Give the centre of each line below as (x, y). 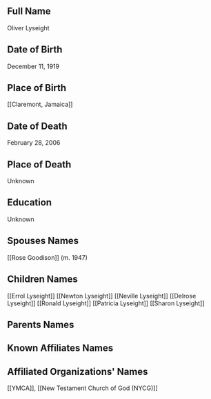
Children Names (42, 279)
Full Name (29, 11)
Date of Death (37, 126)
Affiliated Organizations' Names (78, 371)
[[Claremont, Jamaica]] (40, 104)
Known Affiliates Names (60, 348)
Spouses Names (43, 241)
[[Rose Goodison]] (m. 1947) (48, 257)
